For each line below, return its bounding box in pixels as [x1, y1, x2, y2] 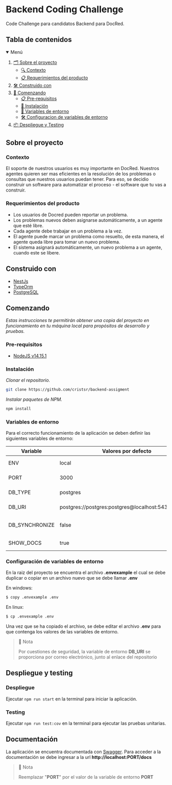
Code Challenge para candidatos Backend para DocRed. [6, 20, 125, 27]
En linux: [6, 604, 24, 610]
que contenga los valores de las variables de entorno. [6, 629, 119, 635]
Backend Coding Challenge [6, 4, 124, 15]
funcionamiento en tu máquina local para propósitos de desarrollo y [6, 323, 150, 329]
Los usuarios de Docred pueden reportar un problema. [13, 211, 128, 218]
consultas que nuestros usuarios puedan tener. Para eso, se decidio [6, 176, 149, 182]
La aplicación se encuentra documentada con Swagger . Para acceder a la [6, 749, 161, 755]
